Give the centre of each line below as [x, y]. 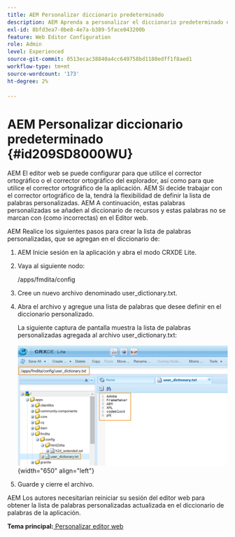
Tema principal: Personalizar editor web [65, 526]
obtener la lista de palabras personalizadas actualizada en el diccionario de [116, 505]
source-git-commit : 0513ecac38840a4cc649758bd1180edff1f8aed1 [100, 60]
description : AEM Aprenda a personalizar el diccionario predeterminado [115, 22]
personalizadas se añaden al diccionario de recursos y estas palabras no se [116, 211]
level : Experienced [36, 52]
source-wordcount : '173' [43, 74]
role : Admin [24, 44]
